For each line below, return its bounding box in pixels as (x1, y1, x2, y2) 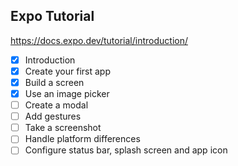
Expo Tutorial (10, 8, 95, 25)
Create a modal (24, 99, 89, 111)
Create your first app (24, 65, 111, 77)
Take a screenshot (24, 122, 102, 134)
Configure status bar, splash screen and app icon (24, 144, 228, 156)
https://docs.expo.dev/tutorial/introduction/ (10, 34, 188, 46)
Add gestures (24, 110, 82, 123)
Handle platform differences (24, 133, 141, 145)
